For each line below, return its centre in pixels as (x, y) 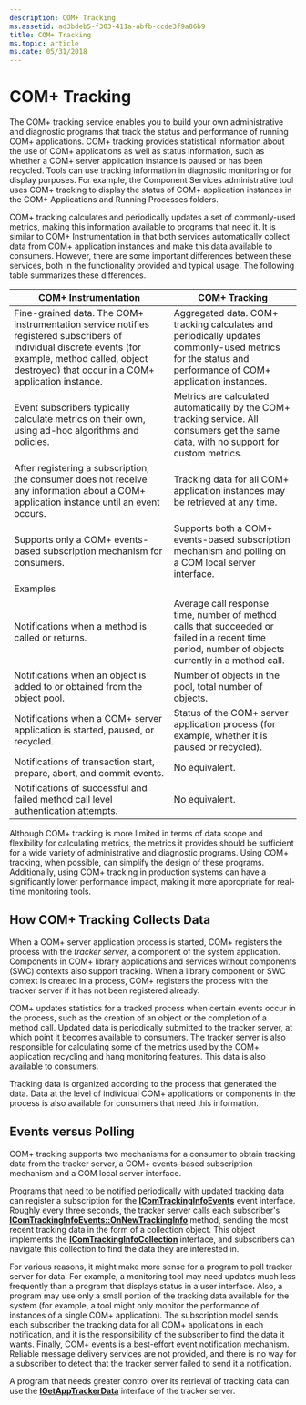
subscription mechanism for (102, 551)
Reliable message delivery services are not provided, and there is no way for (153, 1353)
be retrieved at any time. (225, 502)
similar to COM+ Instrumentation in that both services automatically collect (149, 237)
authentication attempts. (66, 811)
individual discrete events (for (77, 347)
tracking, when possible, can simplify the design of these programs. (137, 863)
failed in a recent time (220, 638)
